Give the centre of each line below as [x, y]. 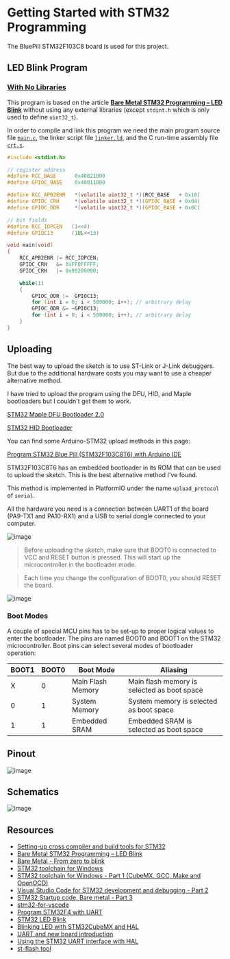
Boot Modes [28, 616]
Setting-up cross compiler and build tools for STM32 [91, 846]
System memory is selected [172, 701]
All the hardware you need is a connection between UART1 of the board [108, 509]
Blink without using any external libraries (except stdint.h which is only [108, 109]
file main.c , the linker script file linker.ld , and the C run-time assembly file [113, 137]
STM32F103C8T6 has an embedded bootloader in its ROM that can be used [114, 467]
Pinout [22, 754]
